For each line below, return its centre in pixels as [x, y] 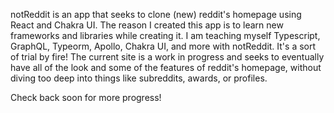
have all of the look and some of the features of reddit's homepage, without [166, 67]
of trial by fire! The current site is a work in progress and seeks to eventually [167, 57]
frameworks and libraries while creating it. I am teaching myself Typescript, [165, 35]
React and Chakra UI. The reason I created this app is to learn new [147, 25]
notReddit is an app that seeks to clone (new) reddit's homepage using [156, 14]
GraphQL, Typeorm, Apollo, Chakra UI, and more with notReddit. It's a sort [163, 46]
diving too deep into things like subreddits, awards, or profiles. [139, 78]
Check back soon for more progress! [86, 97]
